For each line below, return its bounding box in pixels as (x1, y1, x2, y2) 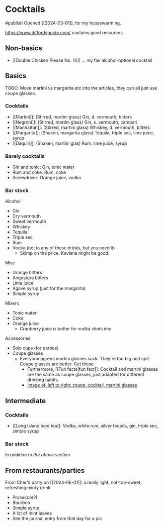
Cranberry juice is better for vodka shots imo (19, 326, 112, 332)
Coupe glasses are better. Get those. (19, 361, 95, 367)
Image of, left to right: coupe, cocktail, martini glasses (27, 382, 138, 388)
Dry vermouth (12, 213, 41, 219)
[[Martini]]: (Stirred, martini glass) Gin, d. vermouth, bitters (12, 113, 132, 120)
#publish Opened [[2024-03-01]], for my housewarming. (5, 20, 121, 26)
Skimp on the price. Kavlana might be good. (19, 250, 110, 256)
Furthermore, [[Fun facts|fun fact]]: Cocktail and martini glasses (27, 366, 158, 372)
